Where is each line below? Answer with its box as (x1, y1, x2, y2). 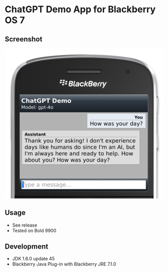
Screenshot (5, 35, 43, 43)
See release (12, 222, 38, 228)
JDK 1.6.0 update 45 (12, 256, 55, 262)
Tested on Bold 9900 (12, 227, 57, 233)
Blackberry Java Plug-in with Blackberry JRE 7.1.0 (12, 261, 117, 267)
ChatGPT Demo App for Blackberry (5, 4, 156, 15)
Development (5, 242, 49, 251)
